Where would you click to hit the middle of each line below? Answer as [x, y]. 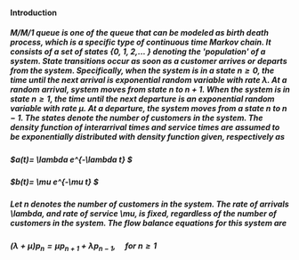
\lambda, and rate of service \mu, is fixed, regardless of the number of [143, 214]
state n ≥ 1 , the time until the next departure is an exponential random [142, 99]
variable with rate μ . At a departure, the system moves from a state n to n [149, 109]
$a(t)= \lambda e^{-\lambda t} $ [71, 159]
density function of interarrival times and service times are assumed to [145, 127]
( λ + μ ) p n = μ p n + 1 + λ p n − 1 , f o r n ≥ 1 [84, 247]
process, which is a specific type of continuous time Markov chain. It [141, 42]
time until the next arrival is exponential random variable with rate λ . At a [149, 80]
